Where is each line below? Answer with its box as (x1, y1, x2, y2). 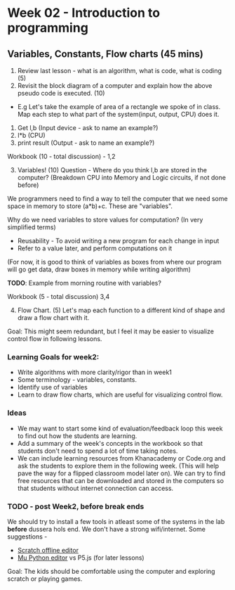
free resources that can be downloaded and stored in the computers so (17, 476, 224, 485)
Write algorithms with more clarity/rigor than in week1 (17, 368, 172, 377)
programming (7, 20, 89, 36)
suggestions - (7, 532, 48, 541)
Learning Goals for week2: (7, 352, 100, 361)
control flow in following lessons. (7, 335, 102, 342)
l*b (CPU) (17, 132, 46, 139)
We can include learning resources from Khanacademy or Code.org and (17, 454, 226, 462)
